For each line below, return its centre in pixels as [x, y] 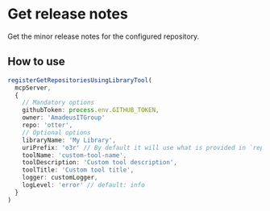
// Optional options [56, 132]
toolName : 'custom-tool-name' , [75, 155]
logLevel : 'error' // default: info [84, 185]
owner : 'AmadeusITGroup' [64, 118]
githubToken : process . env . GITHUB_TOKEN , [91, 110]
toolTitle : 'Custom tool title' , [78, 170]
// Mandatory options [58, 103]
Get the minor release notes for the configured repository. [104, 36]
